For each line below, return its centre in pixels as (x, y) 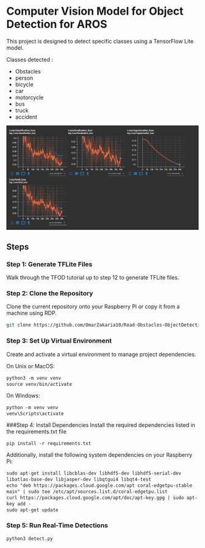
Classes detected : (30, 59)
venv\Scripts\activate (35, 413)
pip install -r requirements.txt (49, 443)
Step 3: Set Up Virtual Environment (59, 341)
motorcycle (29, 97)
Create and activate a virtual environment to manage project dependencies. (101, 354)
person (24, 78)
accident (26, 117)
